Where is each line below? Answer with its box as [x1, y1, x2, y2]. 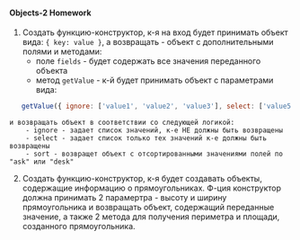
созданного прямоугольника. [22, 221, 137, 232]
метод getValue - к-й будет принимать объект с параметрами [35, 75, 274, 85]
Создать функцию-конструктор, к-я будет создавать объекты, [22, 173, 262, 184]
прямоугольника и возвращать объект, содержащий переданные [22, 202, 275, 213]
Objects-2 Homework [9, 7, 92, 18]
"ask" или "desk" [9, 157, 75, 166]
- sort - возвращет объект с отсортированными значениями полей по [25, 149, 283, 159]
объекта [35, 66, 68, 76]
